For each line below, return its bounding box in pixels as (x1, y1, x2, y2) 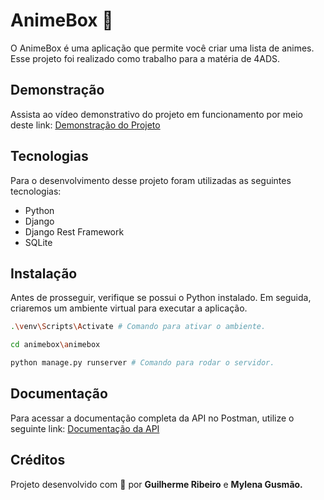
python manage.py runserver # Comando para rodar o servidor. (10, 358, 275, 368)
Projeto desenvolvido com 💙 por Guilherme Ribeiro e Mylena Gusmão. (10, 478, 303, 490)
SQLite (24, 236, 53, 248)
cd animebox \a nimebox (10, 340, 101, 350)
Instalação (10, 265, 78, 282)
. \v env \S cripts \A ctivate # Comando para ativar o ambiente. (10, 322, 267, 332)
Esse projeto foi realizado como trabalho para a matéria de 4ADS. (10, 52, 281, 64)
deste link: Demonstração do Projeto (10, 119, 161, 131)
